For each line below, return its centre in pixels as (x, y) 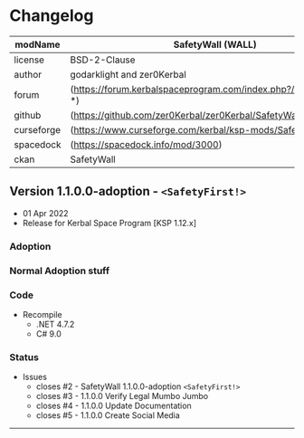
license (29, 60)
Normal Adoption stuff (60, 271)
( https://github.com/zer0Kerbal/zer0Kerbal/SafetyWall (185, 115)
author (28, 74)
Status (24, 357)
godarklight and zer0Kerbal (128, 74)
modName (38, 44)
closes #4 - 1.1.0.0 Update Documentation (114, 406)
